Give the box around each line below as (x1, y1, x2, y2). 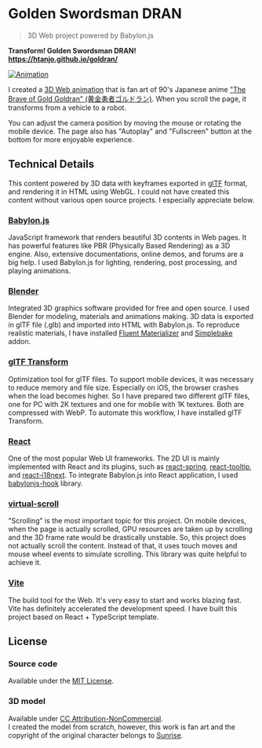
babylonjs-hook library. (8, 478, 84, 488)
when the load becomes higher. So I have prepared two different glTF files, (8, 390, 250, 401)
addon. (8, 337, 31, 346)
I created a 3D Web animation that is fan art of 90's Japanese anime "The (8, 84, 246, 94)
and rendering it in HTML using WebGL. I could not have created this (8, 186, 230, 196)
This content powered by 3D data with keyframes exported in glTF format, (8, 178, 248, 188)
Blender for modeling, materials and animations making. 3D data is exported (8, 312, 254, 321)
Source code (8, 658, 58, 669)
